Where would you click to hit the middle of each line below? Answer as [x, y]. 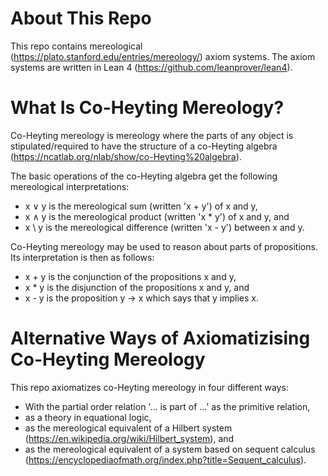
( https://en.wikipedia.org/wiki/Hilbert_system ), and [129, 438]
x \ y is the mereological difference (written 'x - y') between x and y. [164, 227]
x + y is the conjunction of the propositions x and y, [130, 276]
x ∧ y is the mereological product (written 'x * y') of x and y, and [157, 216]
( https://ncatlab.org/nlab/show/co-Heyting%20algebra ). [126, 156]
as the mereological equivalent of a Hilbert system [128, 428]
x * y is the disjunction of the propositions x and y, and [137, 287]
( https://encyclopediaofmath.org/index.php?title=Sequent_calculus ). [165, 459]
